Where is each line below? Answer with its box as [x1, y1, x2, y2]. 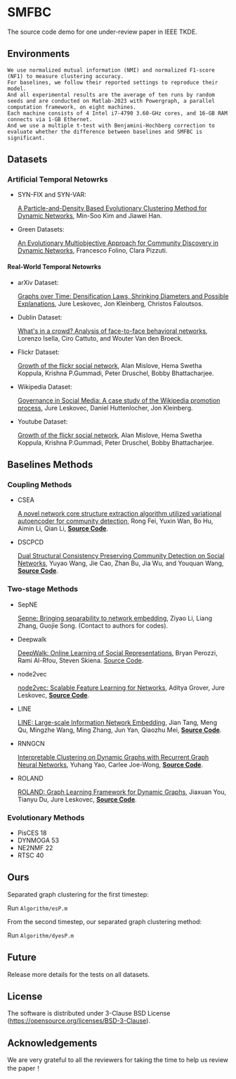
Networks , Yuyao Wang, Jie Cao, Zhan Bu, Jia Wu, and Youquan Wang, [17, 559, 224, 567]
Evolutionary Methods [7, 812, 85, 822]
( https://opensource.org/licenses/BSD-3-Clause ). [7, 1016, 151, 1025]
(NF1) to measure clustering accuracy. [7, 72, 124, 80]
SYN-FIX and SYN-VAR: [17, 191, 86, 199]
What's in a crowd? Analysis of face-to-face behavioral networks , [17, 327, 208, 335]
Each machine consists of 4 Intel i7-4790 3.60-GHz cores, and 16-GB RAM [7, 110, 228, 117]
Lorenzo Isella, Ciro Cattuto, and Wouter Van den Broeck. [17, 334, 183, 342]
